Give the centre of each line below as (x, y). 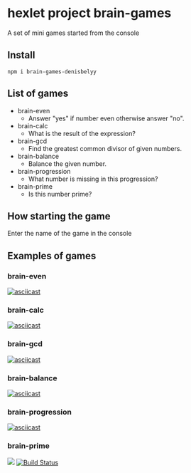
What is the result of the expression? (82, 133)
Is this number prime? (60, 194)
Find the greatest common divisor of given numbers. (105, 148)
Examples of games (52, 255)
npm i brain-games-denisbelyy (52, 72)
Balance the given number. (67, 163)
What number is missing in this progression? (93, 179)
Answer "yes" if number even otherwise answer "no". (106, 118)
